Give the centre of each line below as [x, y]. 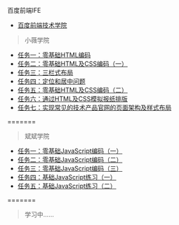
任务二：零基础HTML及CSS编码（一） [72, 64]
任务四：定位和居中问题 [51, 81]
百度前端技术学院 [42, 25]
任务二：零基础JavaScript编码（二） [70, 159]
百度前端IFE [24, 10]
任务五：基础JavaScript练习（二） [67, 186]
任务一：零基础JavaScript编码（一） [70, 151]
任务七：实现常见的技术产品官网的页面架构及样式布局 [94, 108]
